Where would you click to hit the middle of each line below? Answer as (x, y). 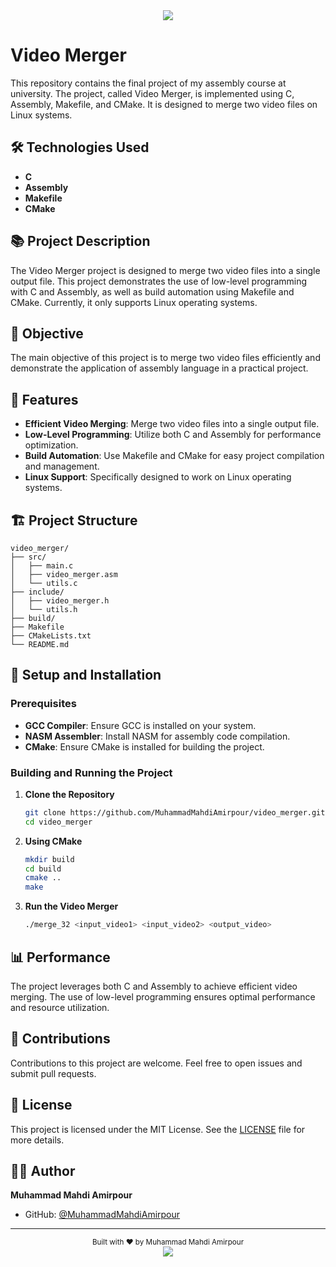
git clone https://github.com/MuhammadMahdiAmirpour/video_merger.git (175, 812)
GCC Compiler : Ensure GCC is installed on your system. (140, 725)
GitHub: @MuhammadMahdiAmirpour (102, 1215)
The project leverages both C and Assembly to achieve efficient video (154, 986)
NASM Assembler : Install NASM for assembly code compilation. (157, 736)
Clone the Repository (69, 794)
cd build (43, 869)
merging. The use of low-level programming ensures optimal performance (163, 996)
